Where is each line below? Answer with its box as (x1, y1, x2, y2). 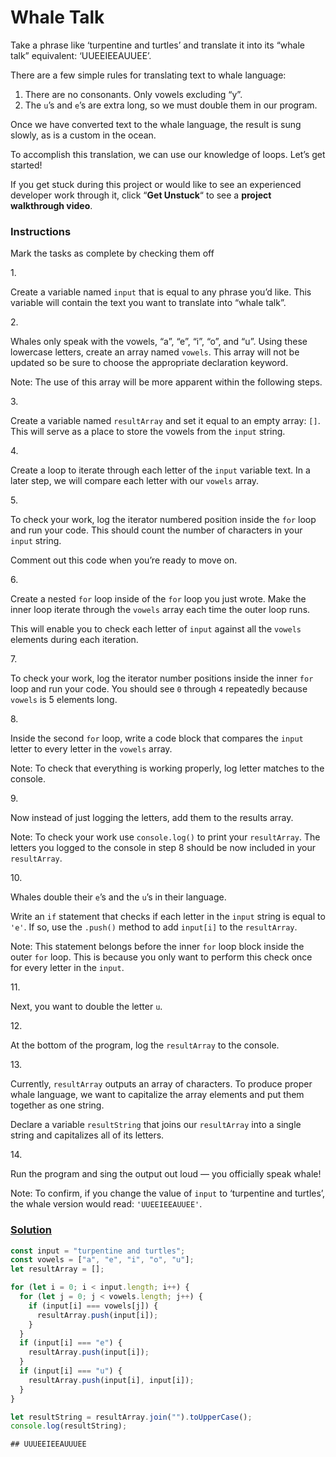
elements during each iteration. (10, 634, 139, 646)
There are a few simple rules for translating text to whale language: (10, 69, 287, 81)
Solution (10, 1223, 53, 1237)
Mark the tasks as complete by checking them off (10, 247, 215, 260)
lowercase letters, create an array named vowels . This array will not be (10, 346, 300, 358)
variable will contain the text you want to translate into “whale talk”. (10, 297, 287, 309)
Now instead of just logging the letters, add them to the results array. (10, 812, 294, 824)
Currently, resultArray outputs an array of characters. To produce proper (10, 1078, 313, 1090)
